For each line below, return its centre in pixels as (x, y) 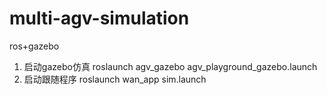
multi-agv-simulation (99, 18)
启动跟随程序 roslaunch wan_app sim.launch (115, 79)
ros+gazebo (34, 46)
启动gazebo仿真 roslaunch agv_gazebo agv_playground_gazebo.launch (170, 66)
